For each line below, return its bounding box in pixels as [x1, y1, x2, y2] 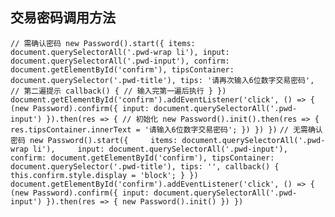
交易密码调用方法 [10, 9, 116, 27]
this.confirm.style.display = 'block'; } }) [10, 170, 199, 180]
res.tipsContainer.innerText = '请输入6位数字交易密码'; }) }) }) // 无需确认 [10, 124, 323, 135]
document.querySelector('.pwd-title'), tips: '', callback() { [10, 161, 280, 172]
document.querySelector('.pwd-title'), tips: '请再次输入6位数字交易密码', [10, 75, 315, 85]
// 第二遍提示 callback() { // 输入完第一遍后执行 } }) [10, 86, 227, 96]
